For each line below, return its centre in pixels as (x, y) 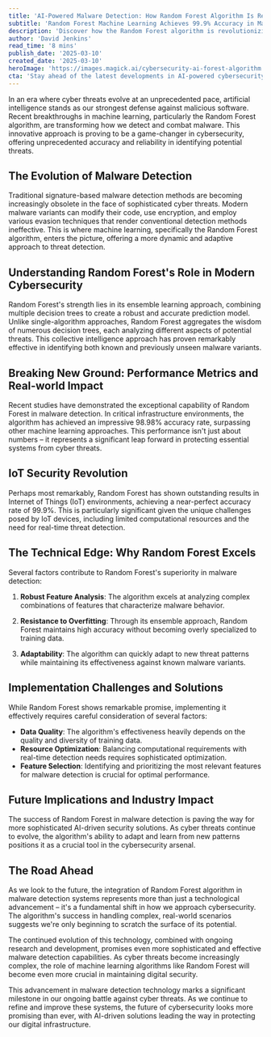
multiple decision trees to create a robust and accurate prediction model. (129, 313)
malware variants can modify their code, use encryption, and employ (123, 213)
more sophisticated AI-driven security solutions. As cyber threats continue (132, 828)
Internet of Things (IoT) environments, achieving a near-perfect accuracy (130, 502)
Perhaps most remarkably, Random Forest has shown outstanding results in (134, 493)
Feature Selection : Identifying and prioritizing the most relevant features (141, 766)
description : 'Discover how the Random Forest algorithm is (112, 31)
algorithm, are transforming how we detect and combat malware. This (124, 125)
